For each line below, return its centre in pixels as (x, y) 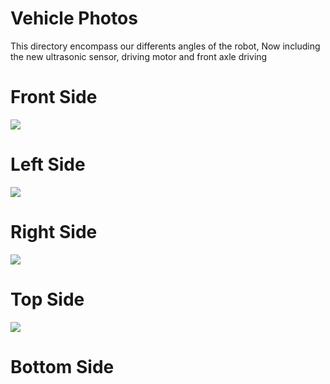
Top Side (47, 299)
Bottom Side (62, 366)
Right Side (54, 232)
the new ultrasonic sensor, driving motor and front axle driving (139, 56)
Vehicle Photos (74, 18)
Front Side (54, 97)
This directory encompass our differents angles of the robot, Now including (165, 46)
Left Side (48, 164)
